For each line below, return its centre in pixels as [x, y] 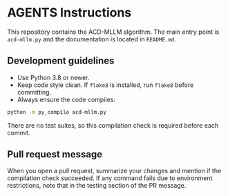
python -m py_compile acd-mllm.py [57, 112]
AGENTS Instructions [69, 13]
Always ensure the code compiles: [66, 99]
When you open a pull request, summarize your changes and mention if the [114, 171]
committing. [34, 92]
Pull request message [55, 154]
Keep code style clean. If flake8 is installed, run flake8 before [105, 85]
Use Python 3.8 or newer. [53, 77]
